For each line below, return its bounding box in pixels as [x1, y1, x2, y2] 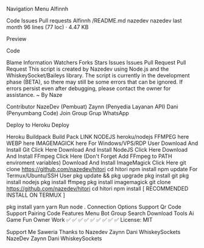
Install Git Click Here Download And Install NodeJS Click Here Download [6, 146, 188, 153]
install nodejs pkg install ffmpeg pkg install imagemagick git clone [6, 179, 171, 185]
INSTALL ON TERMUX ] [6, 191, 65, 199]
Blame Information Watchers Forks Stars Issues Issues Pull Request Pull [6, 59, 186, 66]
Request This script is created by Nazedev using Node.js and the [6, 65, 169, 73]
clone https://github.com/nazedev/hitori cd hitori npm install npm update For [6, 166, 198, 172]
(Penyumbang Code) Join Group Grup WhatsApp [6, 110, 129, 116]
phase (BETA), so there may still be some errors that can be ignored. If [6, 79, 183, 85]
